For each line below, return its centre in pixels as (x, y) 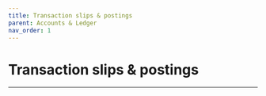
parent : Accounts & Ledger (53, 23)
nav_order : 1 (30, 30)
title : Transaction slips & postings (70, 15)
